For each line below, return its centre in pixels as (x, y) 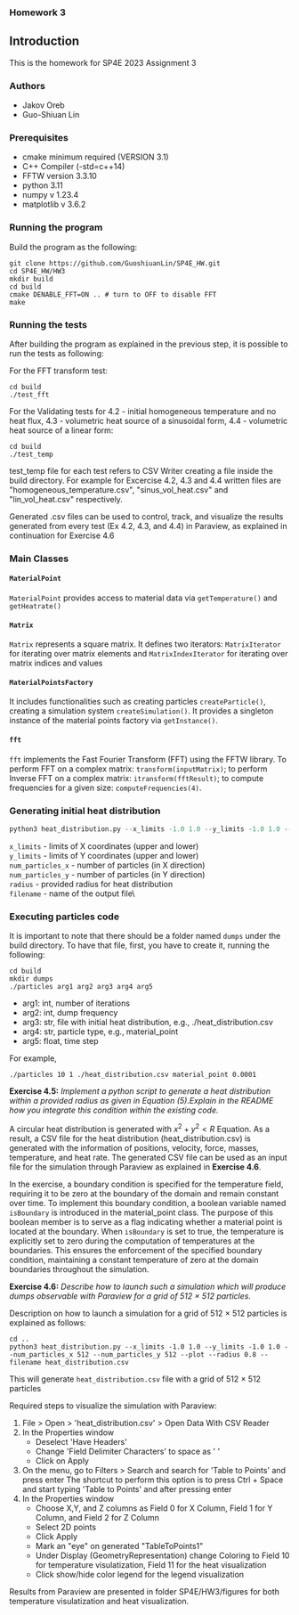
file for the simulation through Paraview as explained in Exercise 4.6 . (135, 1166)
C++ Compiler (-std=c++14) (73, 167)
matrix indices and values (56, 663)
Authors (28, 86)
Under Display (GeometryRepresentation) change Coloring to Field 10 (162, 1555)
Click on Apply (62, 1460)
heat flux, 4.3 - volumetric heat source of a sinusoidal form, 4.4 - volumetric (149, 420)
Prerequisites (39, 137)
